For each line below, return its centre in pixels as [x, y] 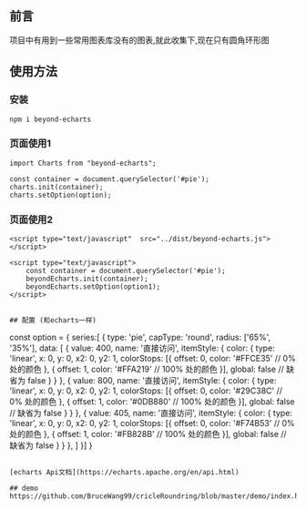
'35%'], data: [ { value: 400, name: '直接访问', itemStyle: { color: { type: [142, 348]
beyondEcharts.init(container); [87, 279]
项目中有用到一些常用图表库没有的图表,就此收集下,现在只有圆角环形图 [140, 40]
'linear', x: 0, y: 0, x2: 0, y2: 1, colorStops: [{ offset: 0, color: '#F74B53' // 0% [153, 423]
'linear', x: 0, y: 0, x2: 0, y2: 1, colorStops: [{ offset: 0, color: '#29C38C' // [146, 391]
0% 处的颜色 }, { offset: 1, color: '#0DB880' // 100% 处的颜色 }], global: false [152, 402]
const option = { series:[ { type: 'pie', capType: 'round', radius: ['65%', [140, 337]
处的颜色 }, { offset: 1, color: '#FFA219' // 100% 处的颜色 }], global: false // [147, 369]
